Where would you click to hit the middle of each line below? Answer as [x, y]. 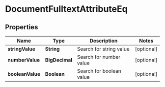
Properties [22, 27]
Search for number [99, 57]
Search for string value [103, 49]
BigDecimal [59, 60]
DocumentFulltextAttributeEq [66, 9]
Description [104, 41]
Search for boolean [99, 71]
